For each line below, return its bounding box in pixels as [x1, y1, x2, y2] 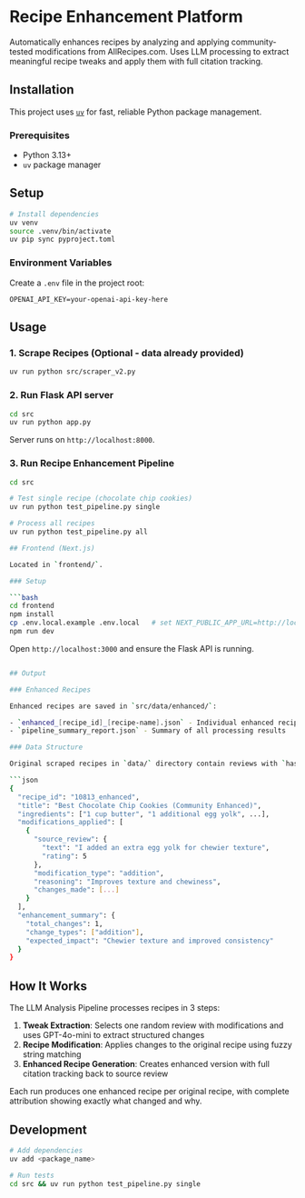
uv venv [9, 218, 39, 227]
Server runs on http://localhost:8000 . [9, 434, 155, 445]
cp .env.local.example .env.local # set [9, 618, 172, 628]
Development [9, 1122, 88, 1137]
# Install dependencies [9, 209, 100, 219]
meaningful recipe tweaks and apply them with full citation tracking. [9, 55, 263, 66]
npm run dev [9, 627, 54, 636]
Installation [9, 82, 74, 97]
